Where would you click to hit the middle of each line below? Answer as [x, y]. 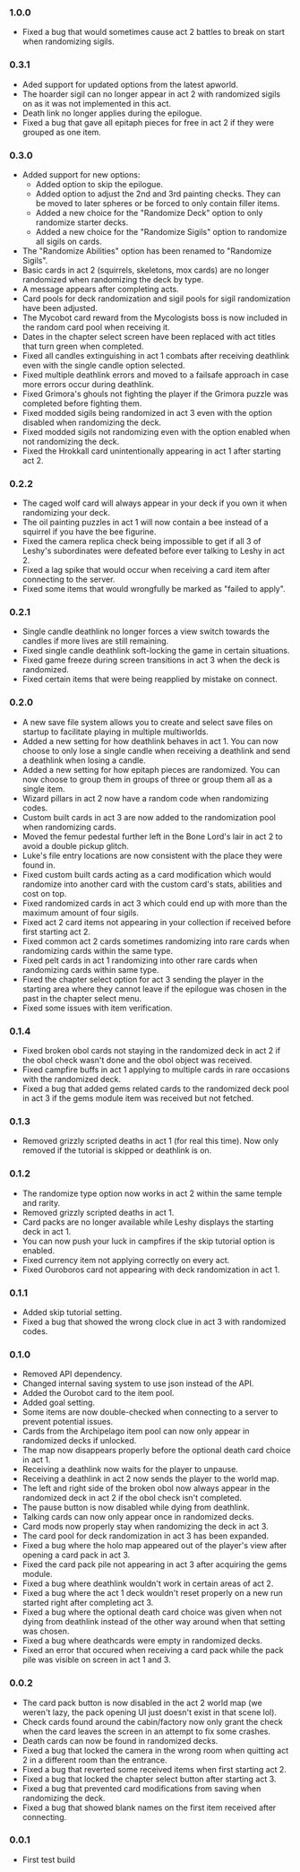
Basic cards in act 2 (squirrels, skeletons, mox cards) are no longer [146, 270]
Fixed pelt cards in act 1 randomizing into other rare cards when [140, 960]
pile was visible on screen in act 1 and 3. [97, 1660]
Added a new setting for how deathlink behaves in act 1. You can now [150, 741]
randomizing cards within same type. [90, 969]
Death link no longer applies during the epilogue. [112, 113]
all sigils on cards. [69, 241]
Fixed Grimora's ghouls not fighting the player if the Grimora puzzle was [155, 394]
